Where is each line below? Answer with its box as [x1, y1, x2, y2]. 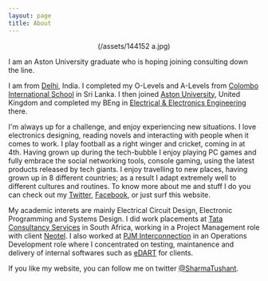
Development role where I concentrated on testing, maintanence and [8, 239, 235, 249]
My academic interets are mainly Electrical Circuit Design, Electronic [8, 205, 233, 215]
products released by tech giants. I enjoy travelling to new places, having [8, 164, 248, 174]
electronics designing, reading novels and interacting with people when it [8, 130, 249, 140]
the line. [8, 65, 35, 74]
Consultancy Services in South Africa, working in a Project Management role [8, 222, 260, 232]
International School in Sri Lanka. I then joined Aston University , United [8, 89, 241, 98]
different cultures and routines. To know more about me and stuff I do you [8, 181, 251, 191]
